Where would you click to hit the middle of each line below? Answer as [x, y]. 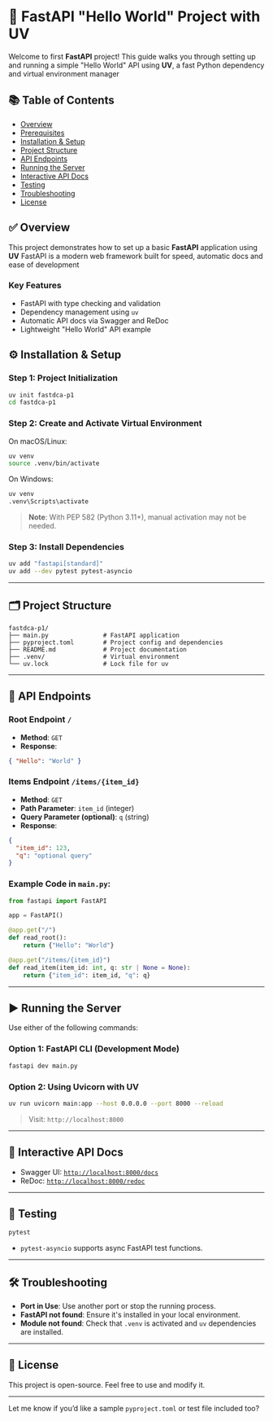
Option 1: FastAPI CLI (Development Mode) [94, 1049]
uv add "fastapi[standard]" [56, 564]
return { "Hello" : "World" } [69, 945]
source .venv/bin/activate [54, 463]
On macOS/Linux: [38, 441]
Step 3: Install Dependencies [66, 547]
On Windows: [31, 479]
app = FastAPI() [36, 915]
